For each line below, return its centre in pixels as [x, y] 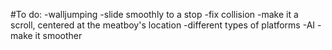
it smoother [58, 35]
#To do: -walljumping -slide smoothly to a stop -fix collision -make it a [154, 14]
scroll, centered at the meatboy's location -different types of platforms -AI [163, 25]
